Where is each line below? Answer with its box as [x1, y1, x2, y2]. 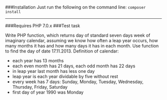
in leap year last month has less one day [12, 68, 95, 74]
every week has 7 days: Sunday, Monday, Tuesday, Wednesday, [12, 79, 144, 85]
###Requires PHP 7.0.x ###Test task [5, 23, 81, 29]
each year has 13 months [12, 58, 64, 63]
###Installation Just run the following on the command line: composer [5, 4, 146, 10]
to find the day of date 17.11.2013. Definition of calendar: [5, 48, 119, 54]
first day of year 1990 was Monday [12, 89, 83, 95]
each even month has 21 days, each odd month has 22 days [12, 63, 136, 69]
